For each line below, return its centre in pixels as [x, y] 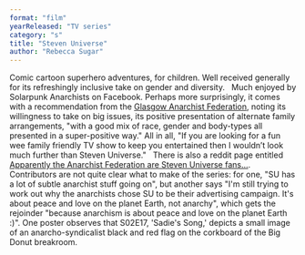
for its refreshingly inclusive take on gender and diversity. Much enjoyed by [153, 87]
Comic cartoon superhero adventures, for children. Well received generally [150, 77]
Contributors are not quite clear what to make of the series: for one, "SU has [152, 175]
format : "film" [38, 18]
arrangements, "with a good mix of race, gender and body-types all [136, 126]
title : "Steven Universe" [58, 43]
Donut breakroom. [44, 242]
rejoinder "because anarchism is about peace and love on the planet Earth [148, 213]
